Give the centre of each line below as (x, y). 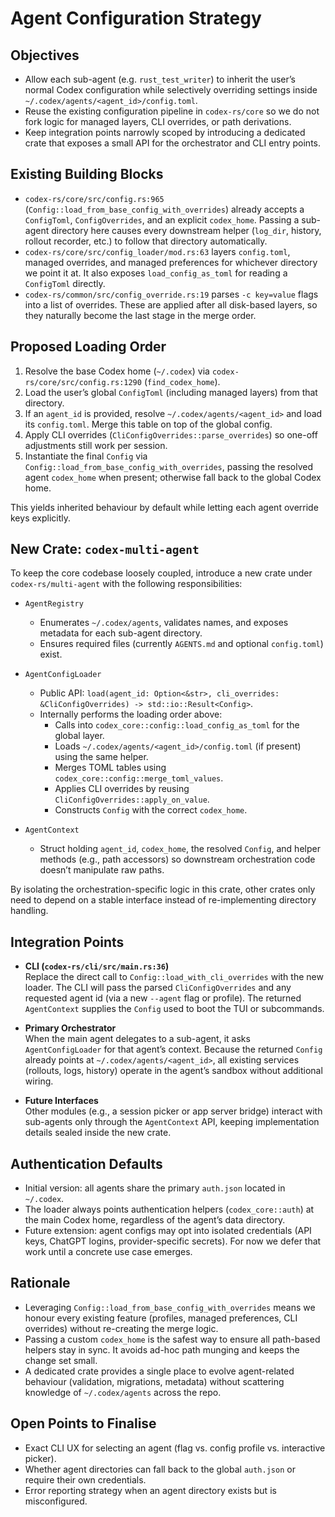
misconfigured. (56, 1501)
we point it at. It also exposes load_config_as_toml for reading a (156, 273)
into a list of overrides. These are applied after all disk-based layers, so (171, 304)
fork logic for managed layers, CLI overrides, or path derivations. (158, 121)
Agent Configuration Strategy (136, 18)
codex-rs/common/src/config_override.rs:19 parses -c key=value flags (171, 294)
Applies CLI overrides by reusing (122, 789)
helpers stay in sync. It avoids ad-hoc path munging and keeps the (162, 1349)
